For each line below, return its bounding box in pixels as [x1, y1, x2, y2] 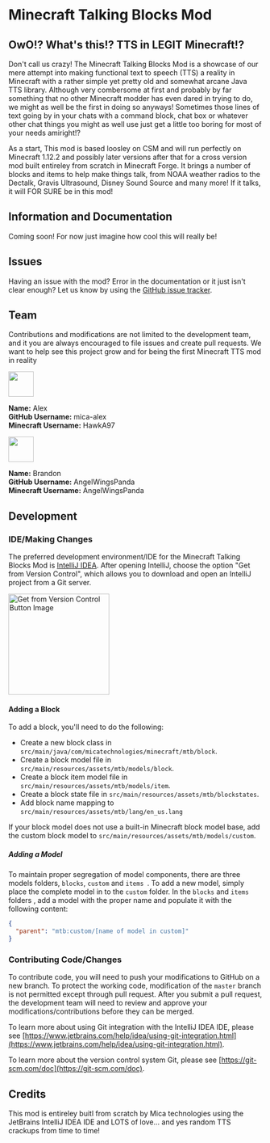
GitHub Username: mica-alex [8, 412, 107, 422]
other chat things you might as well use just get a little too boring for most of [8, 120, 262, 129]
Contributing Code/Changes [8, 954, 123, 965]
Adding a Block [8, 704, 60, 714]
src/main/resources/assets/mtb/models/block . [19, 764, 175, 774]
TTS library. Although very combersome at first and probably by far [8, 85, 232, 95]
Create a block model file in [19, 755, 111, 765]
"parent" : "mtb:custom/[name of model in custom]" [15, 927, 189, 935]
